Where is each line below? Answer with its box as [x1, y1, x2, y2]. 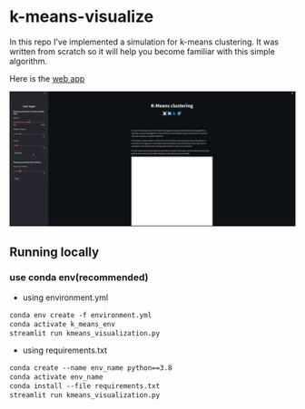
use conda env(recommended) [9, 271, 149, 284]
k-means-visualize [9, 6, 154, 27]
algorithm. [9, 55, 48, 66]
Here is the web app [9, 73, 85, 83]
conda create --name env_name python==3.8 [9, 363, 172, 373]
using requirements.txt [22, 345, 107, 355]
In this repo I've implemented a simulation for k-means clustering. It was [9, 36, 280, 47]
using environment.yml [22, 292, 109, 303]
